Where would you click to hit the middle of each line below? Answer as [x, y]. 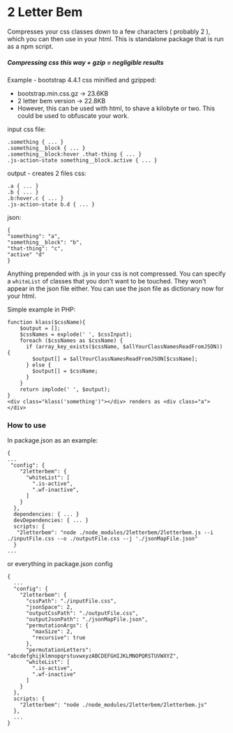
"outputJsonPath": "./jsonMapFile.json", [87, 620]
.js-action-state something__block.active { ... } [82, 160]
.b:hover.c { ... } [36, 198]
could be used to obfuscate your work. [73, 115]
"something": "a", [34, 236]
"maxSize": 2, [53, 632]
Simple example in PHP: [42, 309]
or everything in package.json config [60, 564]
